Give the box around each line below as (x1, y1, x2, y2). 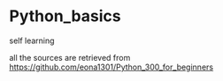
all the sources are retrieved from (9, 52, 131, 63)
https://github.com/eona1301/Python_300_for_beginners (9, 62, 214, 72)
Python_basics (9, 6, 121, 26)
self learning (9, 35, 55, 46)
